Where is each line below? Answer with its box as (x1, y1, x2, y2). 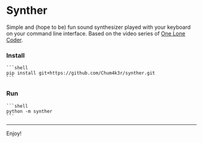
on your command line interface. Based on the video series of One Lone (6, 29, 185, 37)
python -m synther (6, 108, 53, 114)
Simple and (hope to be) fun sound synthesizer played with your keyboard (6, 23, 191, 31)
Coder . (6, 36, 23, 43)
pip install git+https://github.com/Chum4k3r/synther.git (6, 70, 155, 76)
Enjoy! (6, 130, 22, 137)
